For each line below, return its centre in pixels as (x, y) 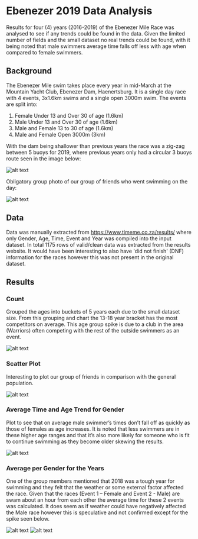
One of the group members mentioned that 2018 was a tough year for (90, 481)
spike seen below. (28, 519)
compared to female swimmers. (44, 52)
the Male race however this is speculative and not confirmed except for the (97, 512)
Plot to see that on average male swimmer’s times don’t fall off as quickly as (98, 422)
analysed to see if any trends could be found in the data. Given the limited (96, 33)
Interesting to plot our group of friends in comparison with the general (91, 376)
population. (20, 383)
